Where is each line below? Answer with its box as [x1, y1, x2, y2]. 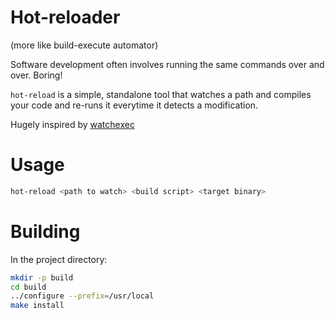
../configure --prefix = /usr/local [10, 291, 155, 301]
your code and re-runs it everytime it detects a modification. [10, 99, 259, 111]
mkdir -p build [10, 272, 74, 283]
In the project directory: [10, 253, 108, 265]
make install [10, 301, 65, 311]
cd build [10, 282, 47, 292]
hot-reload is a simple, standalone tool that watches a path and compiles [10, 88, 312, 100]
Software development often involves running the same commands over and [10, 58, 325, 70]
